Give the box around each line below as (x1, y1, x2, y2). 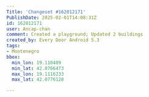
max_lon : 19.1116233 (12, 71, 64, 77)
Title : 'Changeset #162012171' (6, 8, 86, 15)
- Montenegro (6, 48, 40, 55)
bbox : (6, 54, 20, 60)
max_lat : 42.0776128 (12, 76, 64, 82)
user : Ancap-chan (6, 25, 51, 32)
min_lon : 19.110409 (12, 59, 62, 65)
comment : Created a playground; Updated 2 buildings (6, 32, 144, 38)
